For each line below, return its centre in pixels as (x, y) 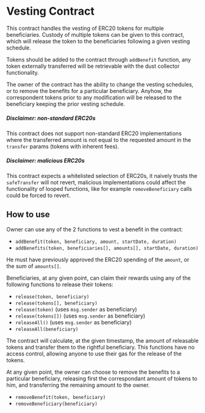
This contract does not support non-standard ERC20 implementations (94, 133)
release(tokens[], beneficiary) (56, 303)
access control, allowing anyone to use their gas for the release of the (94, 354)
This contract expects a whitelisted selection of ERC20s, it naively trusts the (102, 176)
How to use (28, 214)
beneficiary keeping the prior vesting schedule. (66, 104)
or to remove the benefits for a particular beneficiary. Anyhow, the (89, 91)
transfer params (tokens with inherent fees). (63, 146)
